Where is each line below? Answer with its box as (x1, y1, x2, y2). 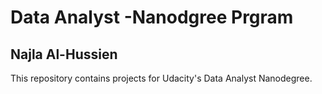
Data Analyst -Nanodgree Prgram (10, 6, 294, 29)
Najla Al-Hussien (10, 46, 118, 63)
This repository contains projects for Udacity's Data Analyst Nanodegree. (10, 72, 313, 84)
